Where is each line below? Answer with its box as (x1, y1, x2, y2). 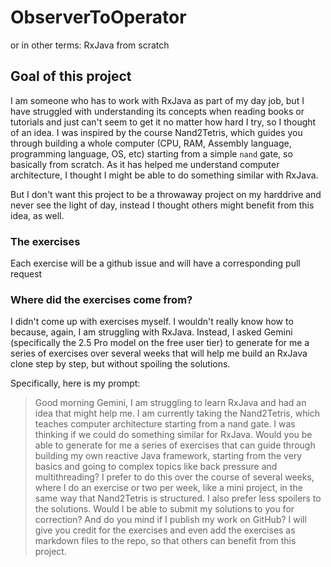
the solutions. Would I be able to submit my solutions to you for (34, 503, 295, 515)
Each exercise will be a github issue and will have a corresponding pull (10, 257, 301, 270)
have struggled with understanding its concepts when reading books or (10, 105, 305, 117)
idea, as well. (10, 209, 65, 221)
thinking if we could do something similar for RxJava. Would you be (34, 429, 313, 441)
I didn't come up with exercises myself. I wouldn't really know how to (10, 316, 294, 328)
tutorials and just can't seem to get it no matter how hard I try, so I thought (10, 116, 317, 128)
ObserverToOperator (10, 6, 187, 29)
